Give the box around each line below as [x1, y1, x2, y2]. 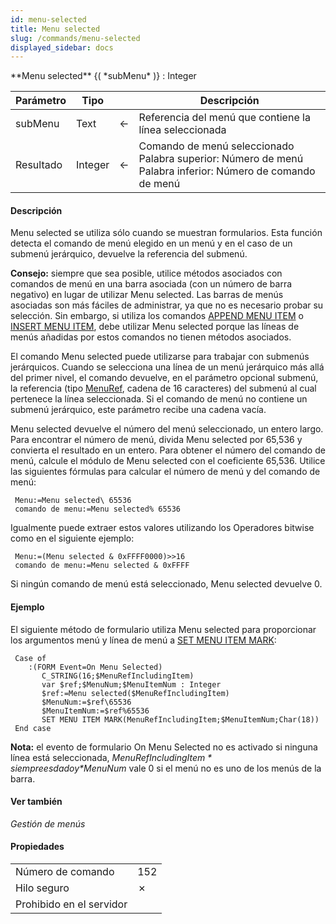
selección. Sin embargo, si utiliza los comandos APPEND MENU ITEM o [10, 310, 304, 322]
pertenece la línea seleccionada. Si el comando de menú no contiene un [10, 393, 308, 405]
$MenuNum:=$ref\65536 [41, 697, 132, 707]
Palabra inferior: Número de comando [138, 164, 316, 178]
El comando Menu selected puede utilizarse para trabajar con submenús [10, 351, 310, 363]
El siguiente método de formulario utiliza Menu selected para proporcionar [10, 623, 317, 635]
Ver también [10, 796, 63, 808]
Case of [14, 653, 47, 663]
